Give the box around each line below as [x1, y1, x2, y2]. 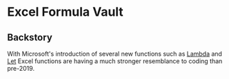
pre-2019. [7, 65, 35, 72]
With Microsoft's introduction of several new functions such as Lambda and [7, 49, 223, 58]
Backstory [7, 32, 53, 43]
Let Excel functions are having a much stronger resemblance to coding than [7, 57, 223, 65]
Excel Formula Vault [7, 4, 124, 20]
